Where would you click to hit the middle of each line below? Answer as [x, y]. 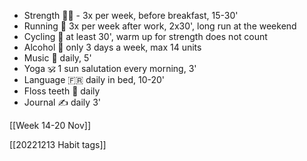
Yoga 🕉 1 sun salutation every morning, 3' [110, 68]
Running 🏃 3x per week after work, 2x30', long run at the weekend [160, 26]
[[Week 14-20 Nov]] [50, 125]
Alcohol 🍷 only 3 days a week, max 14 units [112, 47]
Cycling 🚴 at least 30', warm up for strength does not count [145, 36]
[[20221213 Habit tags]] [58, 144]
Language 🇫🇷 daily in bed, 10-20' [94, 79]
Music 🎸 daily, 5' [57, 58]
